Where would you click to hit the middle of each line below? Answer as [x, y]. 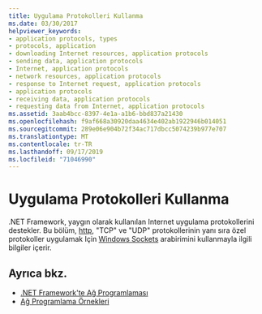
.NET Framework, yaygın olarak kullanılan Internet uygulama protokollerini [131, 222]
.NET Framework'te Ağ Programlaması [84, 292]
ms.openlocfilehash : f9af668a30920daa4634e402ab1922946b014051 [118, 122]
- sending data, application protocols [76, 62]
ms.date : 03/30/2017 [43, 24]
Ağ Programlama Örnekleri [64, 301]
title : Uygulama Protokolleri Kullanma [76, 16]
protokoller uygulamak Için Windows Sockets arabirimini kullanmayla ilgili [130, 239]
